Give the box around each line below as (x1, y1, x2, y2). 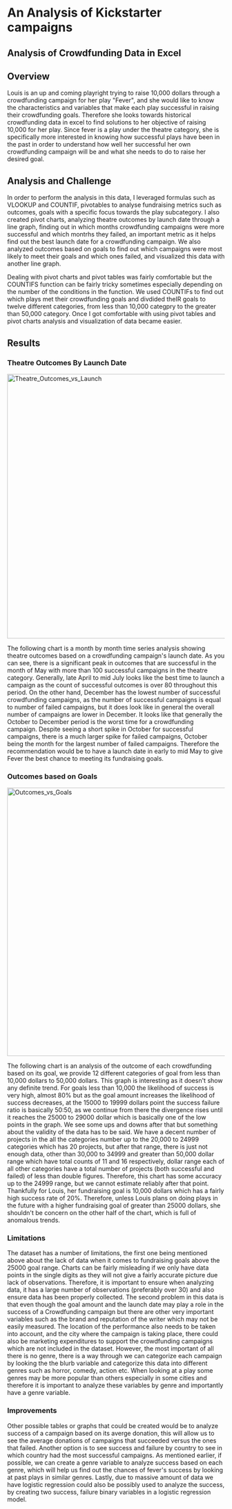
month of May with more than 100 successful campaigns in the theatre (7, 666, 209, 674)
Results (7, 337, 41, 349)
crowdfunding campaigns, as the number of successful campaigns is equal (7, 695, 222, 703)
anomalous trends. (7, 1216, 61, 1225)
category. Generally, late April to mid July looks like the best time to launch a (7, 673, 225, 682)
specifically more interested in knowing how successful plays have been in (7, 133, 220, 141)
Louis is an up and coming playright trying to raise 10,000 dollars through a (7, 89, 220, 98)
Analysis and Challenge (7, 175, 112, 187)
